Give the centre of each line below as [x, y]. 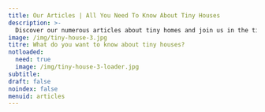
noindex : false [33, 89]
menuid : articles [37, 96]
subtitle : [24, 74]
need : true [33, 60]
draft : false [30, 81]
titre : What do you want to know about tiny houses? [97, 45]
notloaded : [26, 52]
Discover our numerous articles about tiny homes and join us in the [132, 30]
